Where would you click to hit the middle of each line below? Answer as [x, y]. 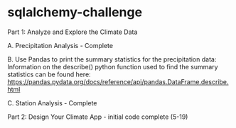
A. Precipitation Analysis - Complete [60, 45]
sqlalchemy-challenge [75, 12]
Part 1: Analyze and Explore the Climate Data [73, 32]
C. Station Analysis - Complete [52, 103]
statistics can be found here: [49, 74]
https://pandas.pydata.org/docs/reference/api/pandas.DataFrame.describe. [118, 81]
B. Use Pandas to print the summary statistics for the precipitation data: [112, 59]
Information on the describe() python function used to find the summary [113, 66]
